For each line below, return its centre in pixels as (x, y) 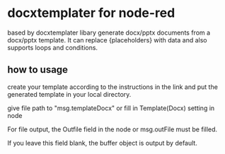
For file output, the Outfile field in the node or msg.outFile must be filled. (112, 129)
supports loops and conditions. (52, 47)
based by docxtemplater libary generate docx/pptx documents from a (109, 32)
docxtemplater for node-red (91, 13)
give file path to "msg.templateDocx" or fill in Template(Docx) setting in (111, 108)
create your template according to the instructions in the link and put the (112, 87)
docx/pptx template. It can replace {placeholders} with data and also (107, 40)
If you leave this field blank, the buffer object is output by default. (103, 143)
